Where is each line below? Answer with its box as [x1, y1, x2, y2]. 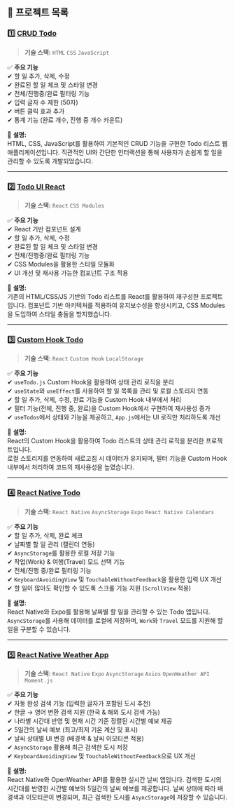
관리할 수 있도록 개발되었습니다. [7, 156, 94, 165]
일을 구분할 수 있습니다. [7, 625, 71, 633]
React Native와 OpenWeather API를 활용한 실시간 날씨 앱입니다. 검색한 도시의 [7, 775, 222, 783]
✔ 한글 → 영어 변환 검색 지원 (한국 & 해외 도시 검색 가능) [7, 708, 161, 716]
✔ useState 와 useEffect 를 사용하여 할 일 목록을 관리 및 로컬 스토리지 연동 [7, 386, 209, 395]
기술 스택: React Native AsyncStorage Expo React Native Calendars [24, 507, 215, 516]
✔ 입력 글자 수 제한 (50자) [7, 97, 78, 107]
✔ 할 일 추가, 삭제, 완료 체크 [7, 531, 83, 539]
